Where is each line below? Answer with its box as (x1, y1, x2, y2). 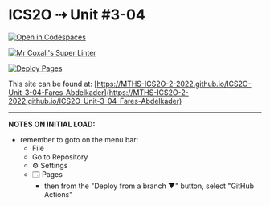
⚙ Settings (31, 160, 68, 170)
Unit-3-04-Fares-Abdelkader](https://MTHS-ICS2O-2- (8, 87, 189, 97)
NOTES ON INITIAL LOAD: (8, 119, 96, 129)
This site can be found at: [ (8, 79, 97, 89)
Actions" (43, 189, 73, 199)
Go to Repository (31, 151, 88, 162)
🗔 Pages (31, 169, 63, 179)
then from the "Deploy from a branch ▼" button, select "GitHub (43, 181, 255, 191)
